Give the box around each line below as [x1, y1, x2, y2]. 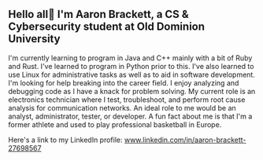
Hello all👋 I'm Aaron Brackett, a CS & [8, 8, 189, 21]
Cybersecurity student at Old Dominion [8, 20, 206, 34]
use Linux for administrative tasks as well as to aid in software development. [8, 70, 256, 79]
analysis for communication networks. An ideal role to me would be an [8, 103, 236, 112]
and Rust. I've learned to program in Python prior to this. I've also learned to [8, 61, 254, 71]
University [8, 32, 61, 45]
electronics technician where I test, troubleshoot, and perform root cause [8, 95, 246, 104]
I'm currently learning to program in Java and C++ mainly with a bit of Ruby [8, 53, 253, 63]
